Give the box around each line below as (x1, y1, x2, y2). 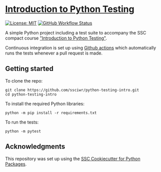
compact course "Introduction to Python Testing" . (5, 35, 107, 41)
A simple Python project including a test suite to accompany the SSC (5, 29, 147, 35)
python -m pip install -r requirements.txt (5, 110, 97, 115)
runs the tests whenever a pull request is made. (5, 50, 103, 56)
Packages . (5, 161, 27, 167)
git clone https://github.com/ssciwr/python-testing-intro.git (5, 87, 140, 92)
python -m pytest (5, 128, 41, 133)
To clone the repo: (5, 77, 43, 83)
